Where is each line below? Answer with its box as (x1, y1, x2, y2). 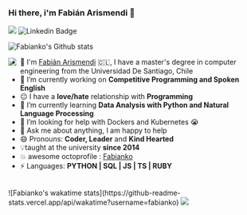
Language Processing (19, 109, 94, 118)
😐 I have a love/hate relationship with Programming (19, 92, 194, 102)
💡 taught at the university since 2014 (19, 143, 140, 153)
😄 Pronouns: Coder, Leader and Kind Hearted (19, 134, 174, 144)
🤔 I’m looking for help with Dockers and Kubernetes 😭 (19, 117, 199, 127)
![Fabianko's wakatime (8, 188, 82, 198)
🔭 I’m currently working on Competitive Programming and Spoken (19, 75, 240, 85)
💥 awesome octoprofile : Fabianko (19, 152, 133, 161)
